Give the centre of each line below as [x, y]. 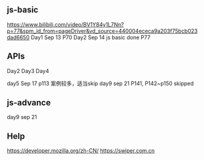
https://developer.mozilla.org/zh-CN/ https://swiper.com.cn [81, 151]
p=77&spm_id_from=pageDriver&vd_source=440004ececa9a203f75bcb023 [102, 31]
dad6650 [18, 37]
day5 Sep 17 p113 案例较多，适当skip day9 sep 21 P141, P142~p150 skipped [100, 83]
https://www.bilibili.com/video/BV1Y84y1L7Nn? [65, 24]
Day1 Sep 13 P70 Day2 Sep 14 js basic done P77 [90, 37]
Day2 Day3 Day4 [28, 71]
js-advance [29, 103]
